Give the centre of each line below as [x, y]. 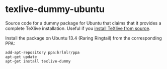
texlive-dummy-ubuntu [55, 9]
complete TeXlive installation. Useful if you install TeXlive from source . [78, 28]
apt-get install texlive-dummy [38, 61]
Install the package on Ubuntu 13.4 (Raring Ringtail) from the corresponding [83, 38]
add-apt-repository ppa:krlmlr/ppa [43, 52]
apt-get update [21, 57]
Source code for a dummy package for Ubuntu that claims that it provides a [83, 23]
